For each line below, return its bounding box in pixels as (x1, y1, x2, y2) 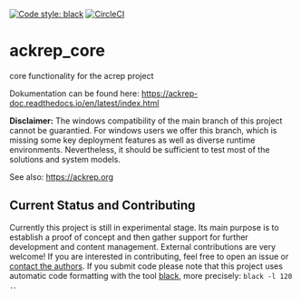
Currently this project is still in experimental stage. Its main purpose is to (9, 222, 279, 233)
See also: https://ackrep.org (9, 171, 114, 182)
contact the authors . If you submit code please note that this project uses (9, 260, 284, 272)
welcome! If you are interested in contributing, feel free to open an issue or (9, 251, 289, 262)
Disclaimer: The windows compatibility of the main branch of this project (9, 114, 283, 126)
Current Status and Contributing (9, 198, 196, 214)
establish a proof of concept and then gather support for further (9, 232, 249, 243)
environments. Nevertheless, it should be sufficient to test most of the (9, 144, 270, 154)
